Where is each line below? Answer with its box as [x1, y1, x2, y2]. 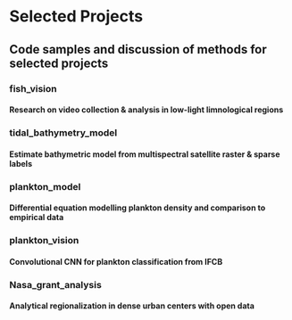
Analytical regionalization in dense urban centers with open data [9, 300, 254, 311]
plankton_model [9, 180, 81, 193]
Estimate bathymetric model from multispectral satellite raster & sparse [9, 149, 280, 160]
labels [9, 158, 33, 168]
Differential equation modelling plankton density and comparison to [9, 202, 266, 213]
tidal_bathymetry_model [9, 127, 118, 139]
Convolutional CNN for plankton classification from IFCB [9, 256, 223, 267]
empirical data [9, 212, 64, 223]
